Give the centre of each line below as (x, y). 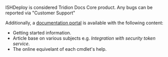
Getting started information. (42, 33)
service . (21, 44)
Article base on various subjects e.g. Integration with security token (84, 38)
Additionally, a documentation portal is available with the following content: (85, 23)
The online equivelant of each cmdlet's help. (60, 49)
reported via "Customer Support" (40, 13)
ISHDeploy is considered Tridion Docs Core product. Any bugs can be (79, 7)
